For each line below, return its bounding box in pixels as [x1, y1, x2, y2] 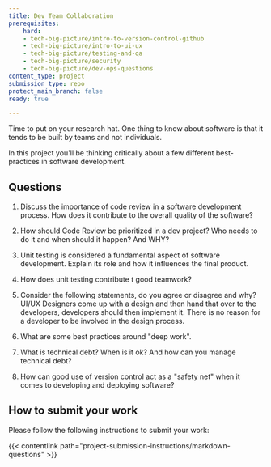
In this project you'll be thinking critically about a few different [8, 148, 214, 158]
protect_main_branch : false [8, 87, 104, 96]
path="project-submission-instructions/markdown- [59, 440, 231, 450]
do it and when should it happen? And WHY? [19, 235, 170, 244]
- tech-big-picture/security [23, 57, 121, 66]
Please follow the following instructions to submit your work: [8, 425, 210, 435]
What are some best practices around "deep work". [19, 332, 192, 342]
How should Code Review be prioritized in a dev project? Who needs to [19, 226, 258, 236]
